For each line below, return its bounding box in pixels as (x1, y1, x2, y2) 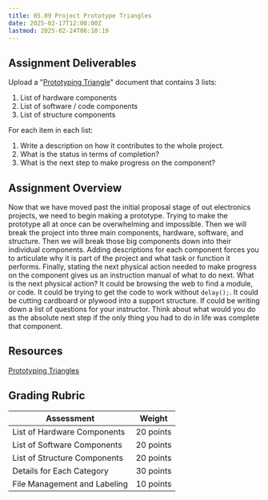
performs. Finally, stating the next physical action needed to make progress (8, 262, 258, 271)
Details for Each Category (12, 465, 110, 476)
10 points (135, 478, 172, 489)
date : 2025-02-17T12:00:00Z (8, 19, 102, 27)
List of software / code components (19, 102, 138, 111)
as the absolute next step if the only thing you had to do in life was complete (8, 313, 260, 322)
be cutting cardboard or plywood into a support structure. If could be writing (8, 296, 260, 305)
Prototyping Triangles (8, 366, 80, 375)
